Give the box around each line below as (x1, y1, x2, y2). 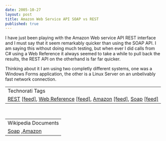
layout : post (5, 12, 32, 17)
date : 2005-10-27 (5, 7, 41, 12)
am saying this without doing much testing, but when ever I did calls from (5, 45, 155, 51)
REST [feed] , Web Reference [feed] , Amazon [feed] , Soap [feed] (7, 96, 159, 103)
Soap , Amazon (7, 128, 42, 135)
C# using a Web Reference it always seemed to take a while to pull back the (5, 51, 161, 57)
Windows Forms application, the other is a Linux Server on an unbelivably (5, 71, 156, 77)
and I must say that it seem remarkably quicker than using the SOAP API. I (5, 40, 157, 46)
